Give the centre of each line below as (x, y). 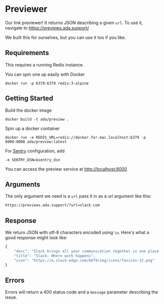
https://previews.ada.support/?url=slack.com (52, 205)
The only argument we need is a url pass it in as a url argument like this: (78, 196)
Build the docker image (28, 110)
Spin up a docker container (32, 128)
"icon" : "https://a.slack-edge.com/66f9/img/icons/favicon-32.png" (84, 260)
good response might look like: (36, 238)
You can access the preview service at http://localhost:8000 (66, 169)
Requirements (27, 53)
